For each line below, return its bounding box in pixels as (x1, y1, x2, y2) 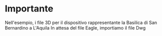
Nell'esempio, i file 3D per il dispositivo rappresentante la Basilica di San (5, 19, 157, 25)
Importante (5, 3, 53, 14)
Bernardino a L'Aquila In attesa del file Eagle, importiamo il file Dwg (5, 24, 146, 30)
